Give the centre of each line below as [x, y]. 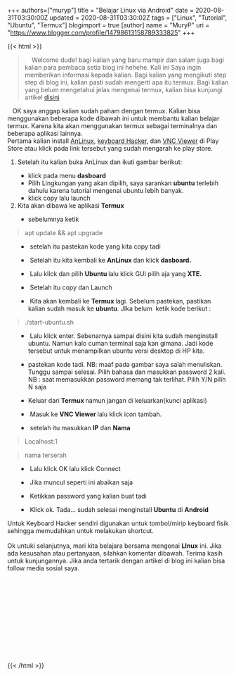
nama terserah [45, 455]
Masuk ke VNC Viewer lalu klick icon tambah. [96, 414]
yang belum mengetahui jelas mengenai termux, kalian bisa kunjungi [123, 90]
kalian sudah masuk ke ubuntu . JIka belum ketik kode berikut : [119, 308]
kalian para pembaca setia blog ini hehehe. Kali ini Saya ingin [113, 67]
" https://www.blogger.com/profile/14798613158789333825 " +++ [101, 32]
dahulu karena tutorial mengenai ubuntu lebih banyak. [106, 190]
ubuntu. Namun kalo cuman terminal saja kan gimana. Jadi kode [120, 343]
